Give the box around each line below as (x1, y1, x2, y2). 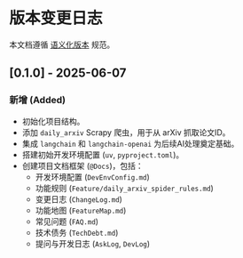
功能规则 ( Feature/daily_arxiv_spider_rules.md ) (35, 182, 215, 193)
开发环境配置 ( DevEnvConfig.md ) (35, 171, 151, 182)
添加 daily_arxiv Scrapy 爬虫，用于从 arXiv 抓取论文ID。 (21, 126, 231, 138)
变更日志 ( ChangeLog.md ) (35, 193, 122, 205)
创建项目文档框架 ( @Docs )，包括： (21, 160, 144, 171)
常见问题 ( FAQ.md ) (35, 215, 99, 227)
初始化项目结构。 (21, 116, 85, 126)
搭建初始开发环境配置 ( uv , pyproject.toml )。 (21, 149, 184, 160)
